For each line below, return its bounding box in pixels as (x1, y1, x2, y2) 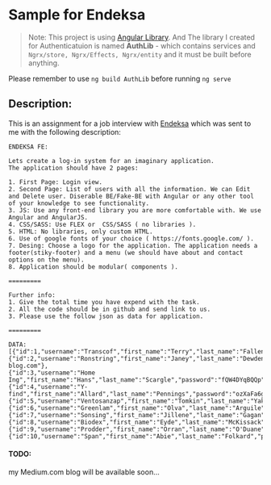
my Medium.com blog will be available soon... (8, 466, 160, 477)
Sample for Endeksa (8, 6, 146, 24)
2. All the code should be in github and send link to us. (8, 305, 211, 313)
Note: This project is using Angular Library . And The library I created (27, 32, 256, 42)
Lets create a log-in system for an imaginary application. (8, 157, 215, 165)
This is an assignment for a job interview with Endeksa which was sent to (8, 119, 252, 128)
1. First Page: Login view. (8, 178, 103, 186)
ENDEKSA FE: (8, 143, 48, 151)
